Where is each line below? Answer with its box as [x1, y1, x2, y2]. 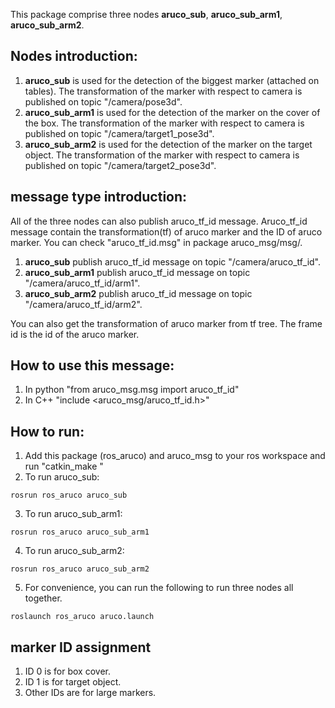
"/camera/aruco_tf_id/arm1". [24, 277, 141, 289]
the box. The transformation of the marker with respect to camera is [24, 117, 305, 129]
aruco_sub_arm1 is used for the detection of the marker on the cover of [24, 106, 321, 118]
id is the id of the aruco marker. [10, 328, 140, 340]
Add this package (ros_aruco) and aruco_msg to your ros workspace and [24, 450, 326, 462]
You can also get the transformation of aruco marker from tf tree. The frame [10, 317, 323, 329]
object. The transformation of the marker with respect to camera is [24, 149, 300, 161]
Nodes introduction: [10, 48, 138, 65]
